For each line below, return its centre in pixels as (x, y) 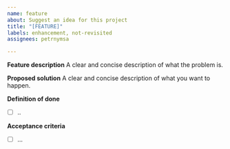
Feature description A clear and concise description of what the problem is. (115, 65)
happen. (19, 86)
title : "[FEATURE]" (35, 26)
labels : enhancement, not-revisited (60, 33)
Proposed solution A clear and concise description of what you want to (109, 78)
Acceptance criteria (36, 126)
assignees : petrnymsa (38, 39)
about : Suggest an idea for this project (67, 20)
